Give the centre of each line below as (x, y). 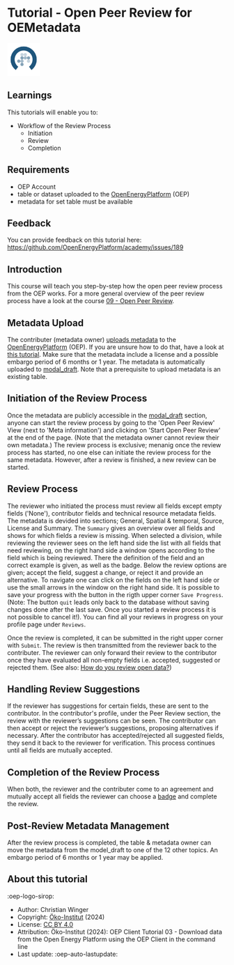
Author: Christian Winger (53, 909)
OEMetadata (44, 28)
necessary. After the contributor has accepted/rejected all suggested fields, (116, 736)
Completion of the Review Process (84, 772)
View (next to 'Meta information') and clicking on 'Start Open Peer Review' (114, 430)
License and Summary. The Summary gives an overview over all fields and (111, 528)
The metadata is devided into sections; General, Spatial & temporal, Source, (116, 520)
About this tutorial (48, 879)
